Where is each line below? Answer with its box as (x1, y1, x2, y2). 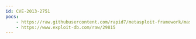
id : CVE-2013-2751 (5, 8, 50, 14)
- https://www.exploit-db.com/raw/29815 (16, 24, 116, 30)
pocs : (5, 14, 19, 19)
